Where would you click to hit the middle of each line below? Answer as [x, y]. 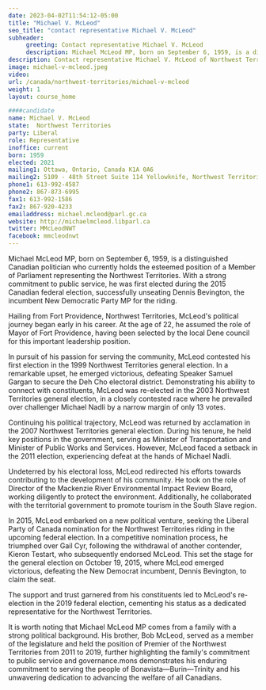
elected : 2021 [32, 162]
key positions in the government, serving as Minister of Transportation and [130, 439]
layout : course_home [42, 97]
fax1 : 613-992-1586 [40, 199]
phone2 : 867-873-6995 [44, 192]
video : [19, 74]
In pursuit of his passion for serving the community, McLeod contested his [129, 356]
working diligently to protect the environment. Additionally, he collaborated [130, 497]
